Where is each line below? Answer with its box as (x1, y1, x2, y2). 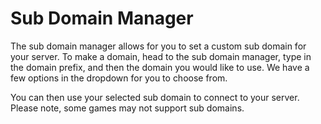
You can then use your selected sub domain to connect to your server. (10, 91, 300, 103)
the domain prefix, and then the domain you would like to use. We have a (10, 61, 310, 73)
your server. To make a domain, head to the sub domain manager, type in (10, 50, 312, 62)
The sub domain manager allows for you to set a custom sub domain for (10, 40, 307, 52)
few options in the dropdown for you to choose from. (10, 72, 228, 84)
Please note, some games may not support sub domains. (10, 102, 245, 114)
